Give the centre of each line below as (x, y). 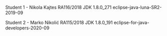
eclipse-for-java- (131, 23)
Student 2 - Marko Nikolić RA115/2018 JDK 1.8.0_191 (59, 23)
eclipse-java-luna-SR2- (137, 7)
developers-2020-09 (27, 28)
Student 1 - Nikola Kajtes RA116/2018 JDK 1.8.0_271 (59, 7)
